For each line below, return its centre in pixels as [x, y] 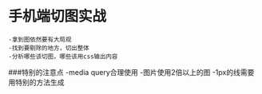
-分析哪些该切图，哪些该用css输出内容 [63, 57]
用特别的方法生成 [36, 82]
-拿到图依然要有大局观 [40, 39]
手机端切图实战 [58, 16]
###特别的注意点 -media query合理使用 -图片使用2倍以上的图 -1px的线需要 [131, 72]
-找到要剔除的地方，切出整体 [49, 48]
